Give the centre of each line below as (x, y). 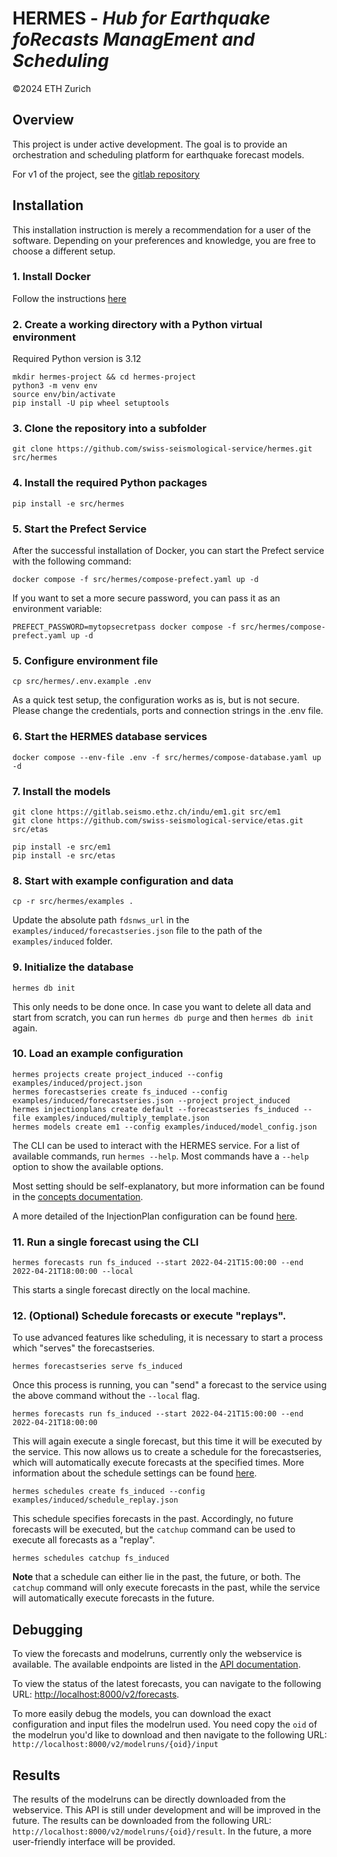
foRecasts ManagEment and (133, 39)
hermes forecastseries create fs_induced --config (120, 1092)
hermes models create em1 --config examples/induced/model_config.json (164, 1127)
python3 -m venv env (55, 386)
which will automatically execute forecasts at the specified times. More (158, 1463)
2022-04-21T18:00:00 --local (73, 1272)
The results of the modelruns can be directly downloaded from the (149, 1799)
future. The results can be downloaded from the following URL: (142, 1821)
